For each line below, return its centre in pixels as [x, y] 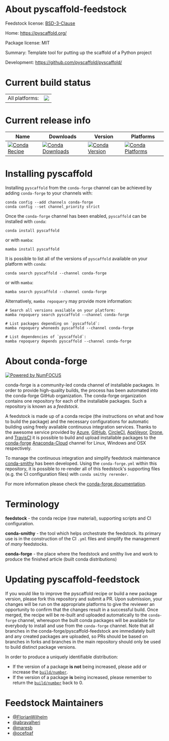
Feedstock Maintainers [54, 703]
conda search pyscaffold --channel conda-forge [56, 273]
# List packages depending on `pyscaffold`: [53, 324]
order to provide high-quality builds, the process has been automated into [82, 390]
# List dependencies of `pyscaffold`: [46, 337]
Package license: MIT [28, 43]
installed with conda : [26, 221]
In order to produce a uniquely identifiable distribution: [62, 657]
